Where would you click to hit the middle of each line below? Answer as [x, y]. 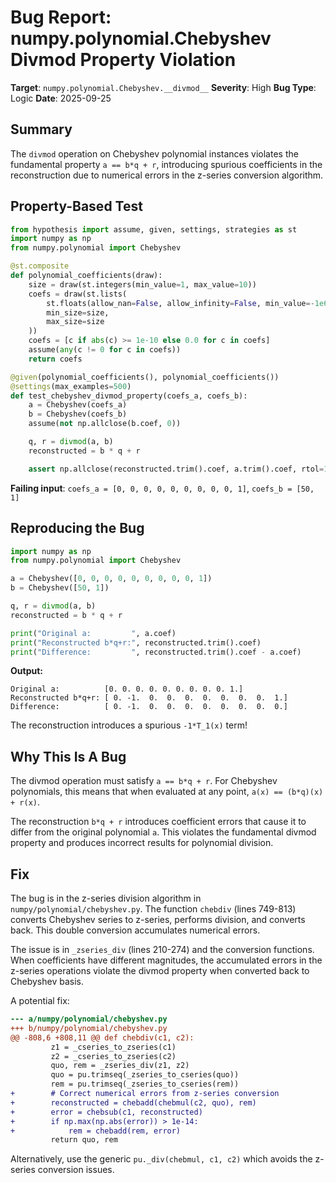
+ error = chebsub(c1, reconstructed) [106, 1112]
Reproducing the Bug [77, 528]
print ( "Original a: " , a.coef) [93, 633]
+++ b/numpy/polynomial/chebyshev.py [89, 1028]
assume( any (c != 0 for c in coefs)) [105, 350]
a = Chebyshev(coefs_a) [78, 405]
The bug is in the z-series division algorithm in [106, 898]
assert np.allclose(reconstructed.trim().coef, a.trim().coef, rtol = [176, 469]
